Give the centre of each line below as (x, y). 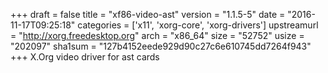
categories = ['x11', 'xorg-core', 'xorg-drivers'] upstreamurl (198, 25)
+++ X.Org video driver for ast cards (85, 57)
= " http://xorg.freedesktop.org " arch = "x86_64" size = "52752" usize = (157, 35)
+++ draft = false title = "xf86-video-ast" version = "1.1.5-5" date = (148, 14)
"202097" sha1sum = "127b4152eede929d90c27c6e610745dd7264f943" (161, 46)
